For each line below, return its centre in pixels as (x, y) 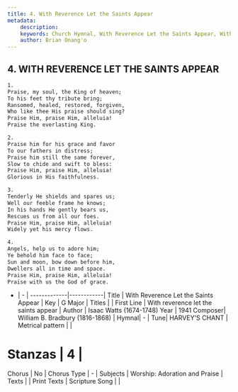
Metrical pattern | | (45, 325)
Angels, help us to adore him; (53, 249)
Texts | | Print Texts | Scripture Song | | (64, 381)
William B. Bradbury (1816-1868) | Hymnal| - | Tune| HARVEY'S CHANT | (123, 318)
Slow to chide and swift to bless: (60, 164)
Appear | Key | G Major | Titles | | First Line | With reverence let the (115, 303)
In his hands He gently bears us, (58, 210)
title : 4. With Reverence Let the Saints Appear (80, 14)
